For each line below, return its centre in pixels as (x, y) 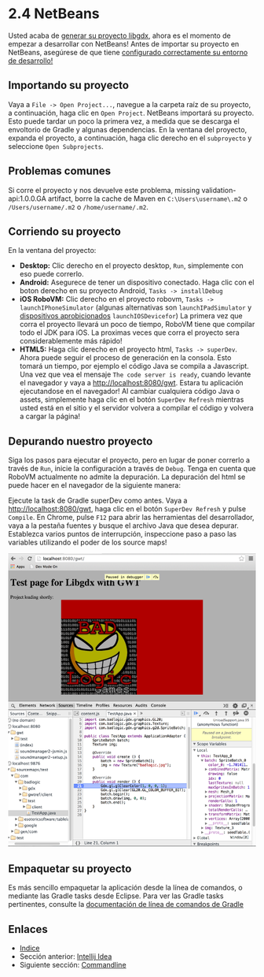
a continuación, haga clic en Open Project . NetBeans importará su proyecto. (131, 113)
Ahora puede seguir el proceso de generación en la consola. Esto (125, 358)
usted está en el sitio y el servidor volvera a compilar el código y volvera (136, 408)
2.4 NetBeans (54, 14)
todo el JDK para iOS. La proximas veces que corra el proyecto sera (129, 332)
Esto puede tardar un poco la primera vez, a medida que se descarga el (124, 121)
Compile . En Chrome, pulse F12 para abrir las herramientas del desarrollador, (131, 518)
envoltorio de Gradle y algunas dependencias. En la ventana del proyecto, (128, 129)
